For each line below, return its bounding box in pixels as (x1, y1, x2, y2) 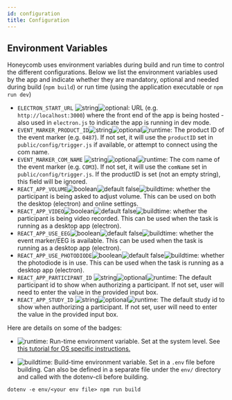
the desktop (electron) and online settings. (17, 199, 139, 208)
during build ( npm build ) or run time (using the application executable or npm (7, 83, 224, 91)
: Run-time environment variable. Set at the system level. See (46, 337, 220, 346)
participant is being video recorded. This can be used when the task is (17, 215, 219, 223)
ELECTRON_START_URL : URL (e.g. (17, 103, 159, 112)
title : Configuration (7, 17, 70, 24)
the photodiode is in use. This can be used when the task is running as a (17, 258, 224, 267)
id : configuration (7, 10, 60, 17)
